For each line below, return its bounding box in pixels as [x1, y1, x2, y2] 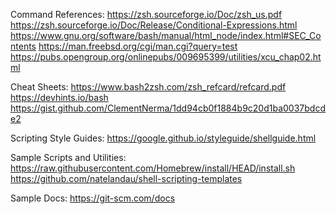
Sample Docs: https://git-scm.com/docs [10, 192, 176, 204]
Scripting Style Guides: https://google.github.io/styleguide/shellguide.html [10, 132, 317, 144]
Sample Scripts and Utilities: [10, 152, 127, 163]
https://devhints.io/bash [10, 92, 109, 103]
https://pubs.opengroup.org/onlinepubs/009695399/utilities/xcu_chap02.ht [10, 51, 322, 63]
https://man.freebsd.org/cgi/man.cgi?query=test [38, 40, 238, 52]
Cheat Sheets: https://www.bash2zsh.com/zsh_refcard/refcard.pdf [10, 81, 287, 93]
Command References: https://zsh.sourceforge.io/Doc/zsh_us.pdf [10, 9, 283, 20]
